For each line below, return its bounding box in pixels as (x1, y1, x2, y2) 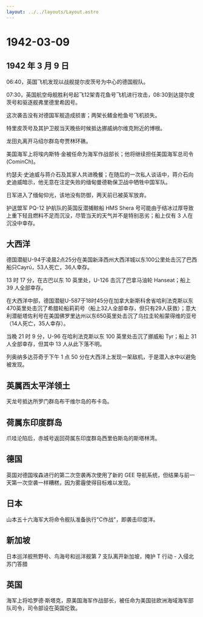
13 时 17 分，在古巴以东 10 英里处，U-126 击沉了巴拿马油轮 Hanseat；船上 (6, 277, 191, 284)
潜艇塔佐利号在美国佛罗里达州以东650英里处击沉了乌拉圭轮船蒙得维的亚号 (11, 312, 197, 320)
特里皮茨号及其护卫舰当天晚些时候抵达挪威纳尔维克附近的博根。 (6, 124, 165, 131)
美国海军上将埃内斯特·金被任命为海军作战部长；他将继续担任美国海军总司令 (6, 150, 194, 157)
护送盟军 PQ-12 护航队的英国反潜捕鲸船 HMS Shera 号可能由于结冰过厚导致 (6, 204, 194, 212)
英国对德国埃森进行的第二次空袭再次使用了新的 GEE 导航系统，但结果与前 (6, 471, 190, 478)
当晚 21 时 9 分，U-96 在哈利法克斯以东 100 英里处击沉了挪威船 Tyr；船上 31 (6, 333, 197, 340)
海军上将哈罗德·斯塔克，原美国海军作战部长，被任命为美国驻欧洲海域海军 (6, 597, 189, 604)
